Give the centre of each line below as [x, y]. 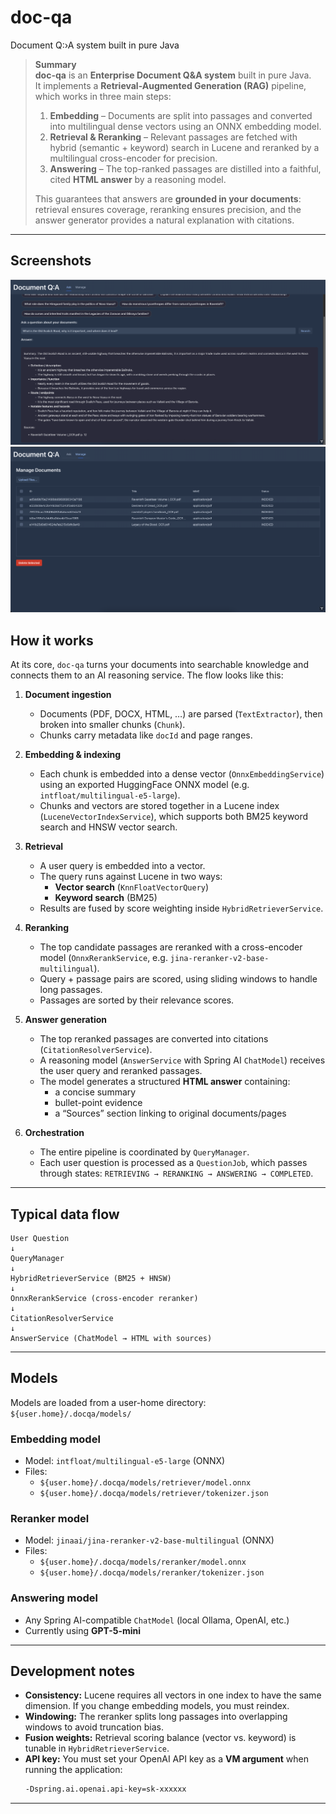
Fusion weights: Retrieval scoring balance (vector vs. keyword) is [160, 1738]
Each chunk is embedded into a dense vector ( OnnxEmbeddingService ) [182, 774]
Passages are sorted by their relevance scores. [137, 1000]
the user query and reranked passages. [121, 1071]
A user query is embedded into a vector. [122, 866]
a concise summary [95, 1092]
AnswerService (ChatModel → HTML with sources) [111, 1338]
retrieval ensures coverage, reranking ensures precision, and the [168, 209]
